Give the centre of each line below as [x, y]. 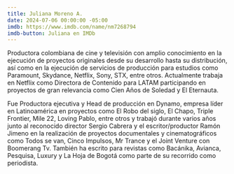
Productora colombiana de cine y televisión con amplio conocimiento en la [115, 53]
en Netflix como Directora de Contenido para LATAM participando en [106, 83]
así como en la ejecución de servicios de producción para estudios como [113, 68]
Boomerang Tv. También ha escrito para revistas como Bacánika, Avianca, [114, 148]
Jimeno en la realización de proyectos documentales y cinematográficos [112, 133]
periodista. [23, 163]
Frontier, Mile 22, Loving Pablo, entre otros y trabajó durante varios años [112, 119]
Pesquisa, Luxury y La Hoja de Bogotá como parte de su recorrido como [112, 156]
